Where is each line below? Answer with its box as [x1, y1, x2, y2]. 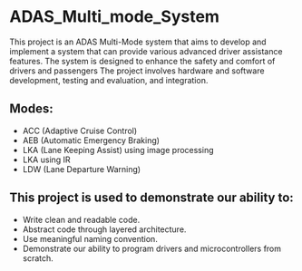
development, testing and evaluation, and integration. [9, 74, 209, 85]
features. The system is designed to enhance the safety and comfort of [9, 55, 276, 66]
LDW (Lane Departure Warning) [22, 163, 141, 174]
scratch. [22, 252, 54, 264]
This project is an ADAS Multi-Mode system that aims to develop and [9, 36, 267, 47]
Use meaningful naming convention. [22, 233, 159, 244]
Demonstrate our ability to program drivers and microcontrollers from [22, 243, 282, 254]
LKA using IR [22, 154, 71, 165]
